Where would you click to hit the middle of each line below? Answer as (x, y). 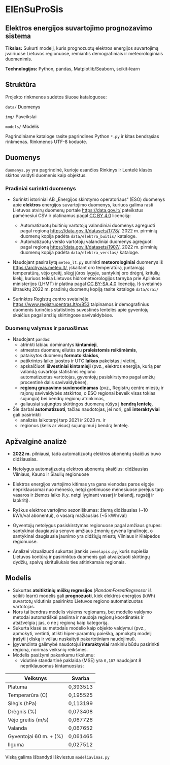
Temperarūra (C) (28, 695)
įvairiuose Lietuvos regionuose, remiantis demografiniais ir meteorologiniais (84, 54)
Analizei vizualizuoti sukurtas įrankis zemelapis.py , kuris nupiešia (80, 551)
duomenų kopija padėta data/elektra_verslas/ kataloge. (80, 252)
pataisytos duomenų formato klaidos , (60, 356)
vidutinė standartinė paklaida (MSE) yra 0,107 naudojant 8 (81, 660)
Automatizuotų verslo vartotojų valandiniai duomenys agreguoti (87, 241)
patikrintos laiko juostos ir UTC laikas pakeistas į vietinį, (78, 361)
